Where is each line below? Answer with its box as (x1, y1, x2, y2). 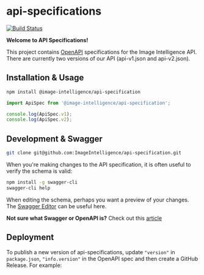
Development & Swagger (6, 134, 103, 144)
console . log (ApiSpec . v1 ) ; (6, 111, 72, 117)
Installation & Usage (6, 72, 84, 83)
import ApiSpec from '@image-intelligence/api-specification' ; (6, 100, 171, 106)
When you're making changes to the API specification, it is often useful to (6, 160, 191, 168)
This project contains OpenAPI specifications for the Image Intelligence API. (6, 48, 197, 56)
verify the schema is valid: (6, 167, 73, 175)
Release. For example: (6, 262, 62, 269)
